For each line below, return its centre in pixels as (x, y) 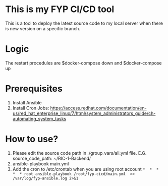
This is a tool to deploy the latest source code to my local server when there (84, 23)
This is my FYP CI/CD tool (60, 9)
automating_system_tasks (39, 118)
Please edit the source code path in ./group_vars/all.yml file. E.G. (79, 153)
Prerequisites (34, 89)
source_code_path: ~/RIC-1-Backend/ (52, 158)
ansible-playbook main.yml (41, 164)
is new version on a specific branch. (43, 28)
